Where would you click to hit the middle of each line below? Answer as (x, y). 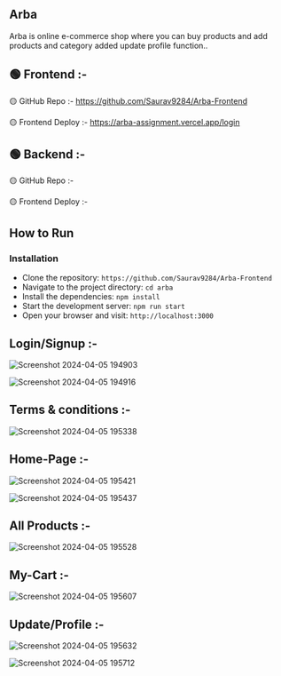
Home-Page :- (49, 460)
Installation (34, 258)
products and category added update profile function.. (109, 45)
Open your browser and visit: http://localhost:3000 (118, 315)
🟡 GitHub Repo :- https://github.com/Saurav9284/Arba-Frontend (129, 100)
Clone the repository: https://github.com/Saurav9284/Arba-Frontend (147, 278)
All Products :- (50, 525)
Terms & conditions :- (70, 410)
